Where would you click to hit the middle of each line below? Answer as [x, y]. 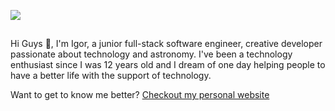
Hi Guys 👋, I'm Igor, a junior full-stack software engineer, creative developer [166, 44]
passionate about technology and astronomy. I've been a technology [151, 54]
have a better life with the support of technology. [111, 76]
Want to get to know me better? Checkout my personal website [140, 95]
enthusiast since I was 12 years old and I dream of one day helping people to [168, 65]
